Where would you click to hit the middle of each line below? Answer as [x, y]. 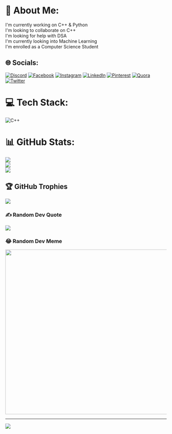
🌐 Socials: [22, 63]
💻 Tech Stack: [37, 102]
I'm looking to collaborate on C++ [41, 30]
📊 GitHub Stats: [40, 142]
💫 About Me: [32, 11]
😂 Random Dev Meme [34, 241]
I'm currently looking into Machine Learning [51, 41]
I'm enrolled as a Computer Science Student [52, 46]
